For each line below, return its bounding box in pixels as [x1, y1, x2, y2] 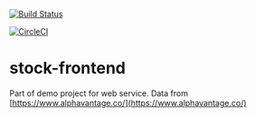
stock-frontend [9, 58, 127, 79]
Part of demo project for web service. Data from [9, 87, 188, 99]
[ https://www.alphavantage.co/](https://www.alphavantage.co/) [9, 97, 247, 108]
